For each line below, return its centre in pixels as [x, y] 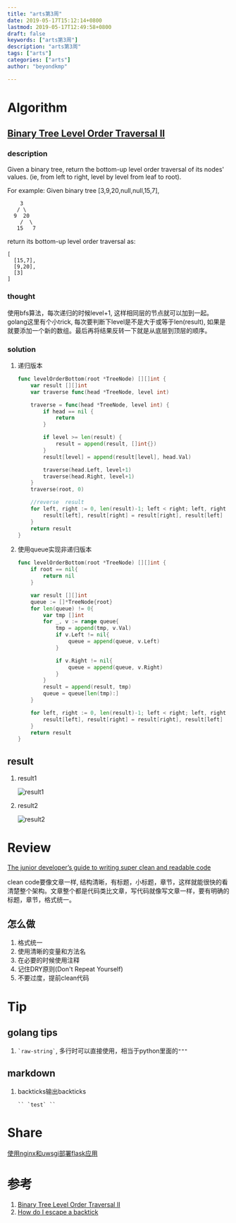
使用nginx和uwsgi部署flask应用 [52, 1153]
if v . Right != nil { [84, 661]
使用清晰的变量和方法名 [51, 951]
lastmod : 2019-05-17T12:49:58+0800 [60, 27]
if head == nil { [68, 411]
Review [29, 848]
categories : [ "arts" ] [39, 60]
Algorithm [37, 107]
